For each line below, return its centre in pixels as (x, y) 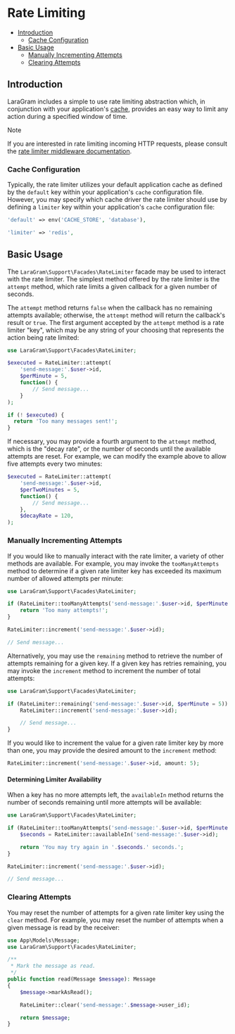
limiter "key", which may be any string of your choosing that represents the (116, 330)
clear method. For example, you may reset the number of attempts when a (115, 920)
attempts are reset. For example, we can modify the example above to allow (117, 457)
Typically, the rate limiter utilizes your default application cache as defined (115, 185)
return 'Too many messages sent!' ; (66, 421)
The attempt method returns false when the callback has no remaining (110, 307)
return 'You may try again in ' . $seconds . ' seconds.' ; (102, 847)
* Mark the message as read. (53, 966)
